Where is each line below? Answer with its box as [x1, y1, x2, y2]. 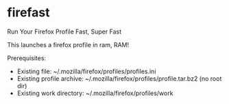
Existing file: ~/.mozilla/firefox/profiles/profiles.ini [16, 67, 156, 75]
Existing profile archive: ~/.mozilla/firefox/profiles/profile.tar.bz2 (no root [16, 74, 222, 83]
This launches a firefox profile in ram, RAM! [7, 40, 129, 49]
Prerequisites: [7, 53, 47, 62]
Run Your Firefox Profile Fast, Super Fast [7, 27, 122, 36]
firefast [7, 5, 50, 21]
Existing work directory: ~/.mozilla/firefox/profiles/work [16, 89, 173, 97]
